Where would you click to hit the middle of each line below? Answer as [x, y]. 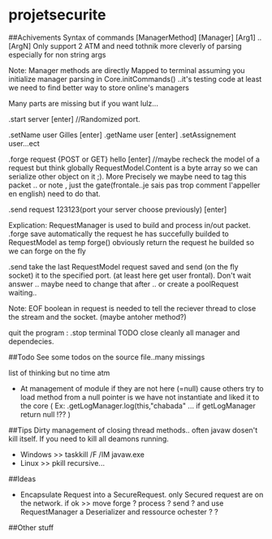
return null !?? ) [45, 414]
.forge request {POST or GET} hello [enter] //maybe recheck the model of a [134, 159]
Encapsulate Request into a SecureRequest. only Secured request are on [142, 494]
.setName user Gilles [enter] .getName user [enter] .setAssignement [123, 135]
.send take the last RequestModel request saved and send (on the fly [123, 266]
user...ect [24, 143]
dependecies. [31, 341]
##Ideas [22, 479]
